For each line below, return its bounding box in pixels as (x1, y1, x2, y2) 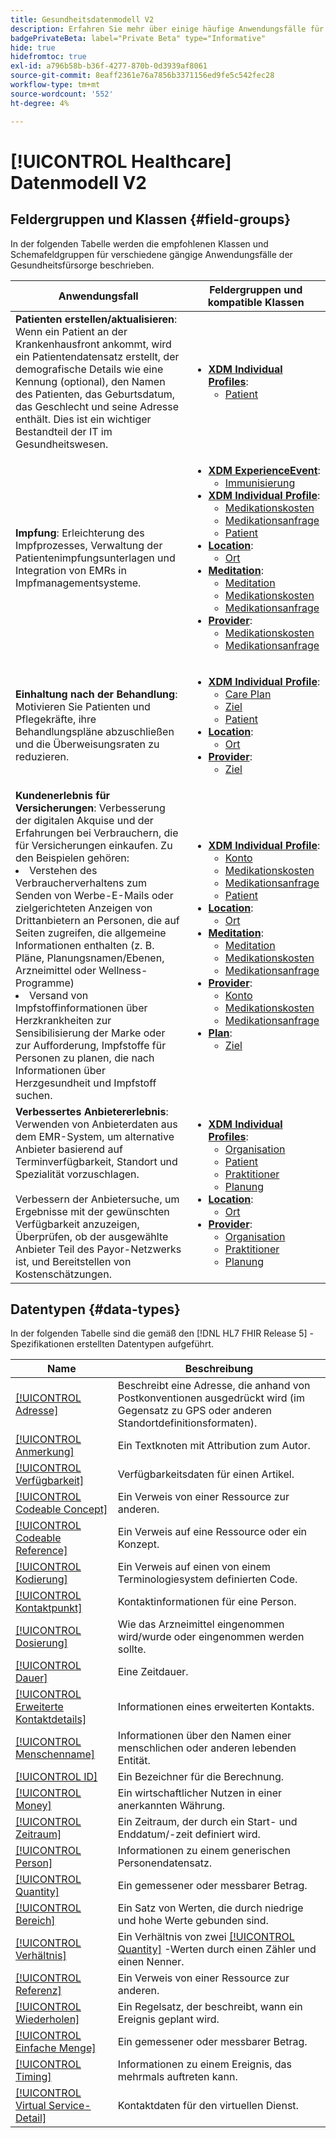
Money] (15, 1799, 52, 1813)
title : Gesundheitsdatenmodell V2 (10, 14, 155, 25)
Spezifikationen (10, 1338, 75, 1350)
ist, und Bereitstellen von (15, 1254, 132, 1268)
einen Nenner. (117, 1955, 185, 1969)
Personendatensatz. (117, 1856, 213, 1870)
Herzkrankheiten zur (15, 1013, 112, 1027)
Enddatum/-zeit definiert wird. (117, 1827, 261, 1841)
